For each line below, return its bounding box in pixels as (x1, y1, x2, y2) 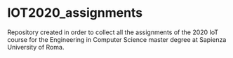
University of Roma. (7, 43, 65, 51)
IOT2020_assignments (7, 5, 143, 21)
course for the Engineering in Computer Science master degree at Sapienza (7, 35, 227, 43)
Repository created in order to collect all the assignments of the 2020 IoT (7, 28, 219, 36)
